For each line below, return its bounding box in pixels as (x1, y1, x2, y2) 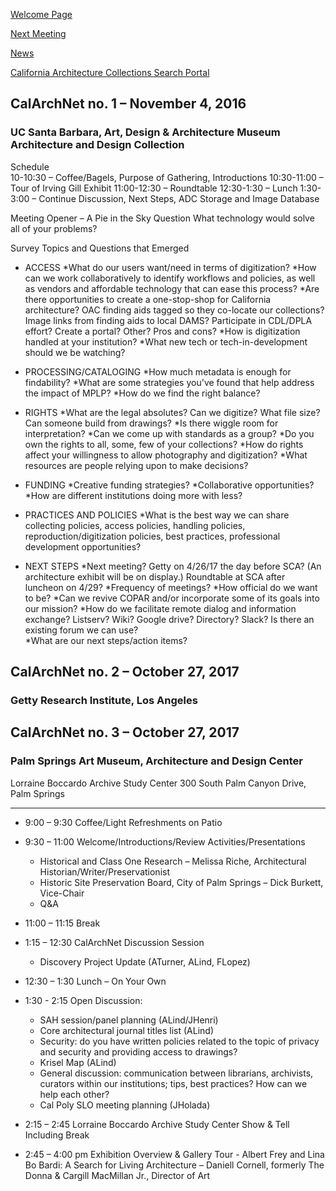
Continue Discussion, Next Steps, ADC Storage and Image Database (38, 192, 320, 204)
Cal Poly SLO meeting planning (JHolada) (39, 1099, 211, 1111)
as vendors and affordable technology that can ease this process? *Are (24, 282, 320, 294)
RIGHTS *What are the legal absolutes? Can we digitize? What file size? (24, 406, 321, 418)
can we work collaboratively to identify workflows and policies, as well (24, 272, 316, 284)
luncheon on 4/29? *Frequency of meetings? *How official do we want (24, 581, 318, 593)
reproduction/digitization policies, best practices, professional (24, 530, 281, 542)
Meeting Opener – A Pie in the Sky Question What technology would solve (10, 212, 315, 224)
